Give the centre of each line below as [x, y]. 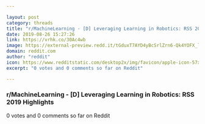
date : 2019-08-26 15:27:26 [41, 34]
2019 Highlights [30, 102]
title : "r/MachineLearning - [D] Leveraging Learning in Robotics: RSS [99, 29]
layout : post [23, 17]
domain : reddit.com [31, 51]
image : [15, 46]
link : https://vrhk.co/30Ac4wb [46, 40]
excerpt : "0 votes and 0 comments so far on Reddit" [75, 68]
